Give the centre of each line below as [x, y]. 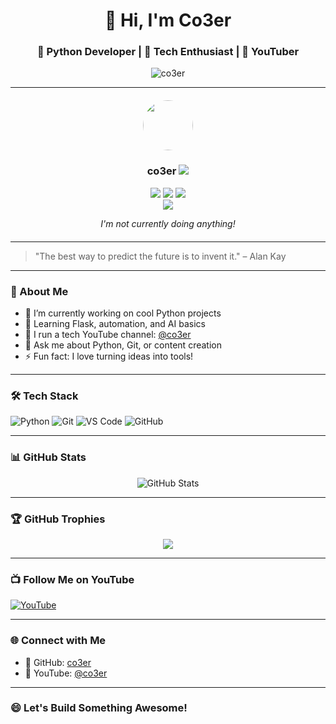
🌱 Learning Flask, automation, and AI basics [115, 324]
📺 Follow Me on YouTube [72, 579]
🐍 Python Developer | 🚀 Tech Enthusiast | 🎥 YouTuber [168, 52]
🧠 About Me [39, 291]
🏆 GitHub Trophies [58, 519]
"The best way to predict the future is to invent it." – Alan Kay [160, 256]
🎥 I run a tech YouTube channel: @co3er [108, 335]
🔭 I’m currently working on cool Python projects [123, 313]
